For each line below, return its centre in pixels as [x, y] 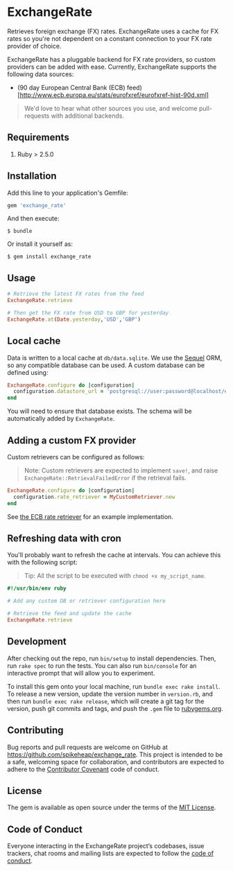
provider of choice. [34, 46]
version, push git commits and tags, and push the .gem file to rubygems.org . [115, 708]
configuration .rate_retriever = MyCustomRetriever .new [94, 497]
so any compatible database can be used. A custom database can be [106, 365]
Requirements [38, 138]
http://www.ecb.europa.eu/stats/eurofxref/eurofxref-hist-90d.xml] [114, 95]
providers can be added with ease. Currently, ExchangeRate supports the [112, 67]
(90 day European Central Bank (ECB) [71, 87]
